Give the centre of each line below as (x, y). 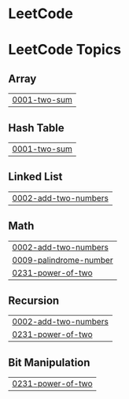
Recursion (34, 301)
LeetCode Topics (65, 50)
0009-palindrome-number (63, 260)
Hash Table (36, 128)
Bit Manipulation (49, 362)
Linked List (35, 177)
